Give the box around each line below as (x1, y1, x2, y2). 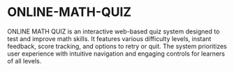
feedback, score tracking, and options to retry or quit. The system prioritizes (7, 42, 227, 50)
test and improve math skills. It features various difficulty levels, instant (7, 34, 212, 42)
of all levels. (7, 56, 42, 65)
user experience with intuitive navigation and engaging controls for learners (7, 49, 226, 58)
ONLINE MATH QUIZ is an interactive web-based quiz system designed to (7, 27, 220, 35)
